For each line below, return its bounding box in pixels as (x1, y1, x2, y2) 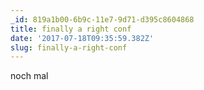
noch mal (10, 70, 49, 82)
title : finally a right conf (10, 24, 132, 34)
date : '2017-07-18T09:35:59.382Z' (10, 33, 155, 43)
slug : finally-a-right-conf (10, 42, 128, 53)
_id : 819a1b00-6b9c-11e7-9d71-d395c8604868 (10, 14, 195, 25)
